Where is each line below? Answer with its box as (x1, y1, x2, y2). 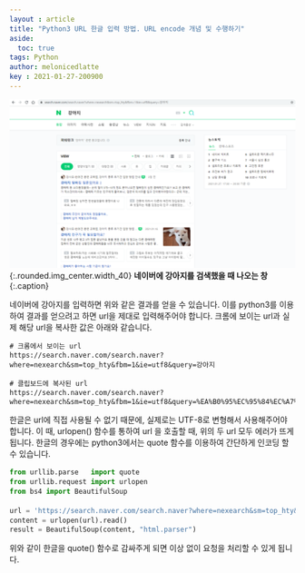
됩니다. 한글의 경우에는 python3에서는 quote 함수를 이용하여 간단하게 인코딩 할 (9, 437, 290, 449)
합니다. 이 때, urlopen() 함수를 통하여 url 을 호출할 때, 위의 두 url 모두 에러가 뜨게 (9, 426, 295, 437)
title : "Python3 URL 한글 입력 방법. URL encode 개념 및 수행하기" (9, 24, 245, 34)
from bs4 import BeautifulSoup (9, 487, 128, 496)
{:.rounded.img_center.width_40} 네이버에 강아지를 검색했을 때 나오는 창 (9, 271, 268, 282)
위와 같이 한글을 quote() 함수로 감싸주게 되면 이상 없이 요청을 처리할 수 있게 (9, 543, 276, 554)
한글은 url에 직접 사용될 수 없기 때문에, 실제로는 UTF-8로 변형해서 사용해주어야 (9, 414, 288, 426)
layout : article (9, 15, 75, 24)
